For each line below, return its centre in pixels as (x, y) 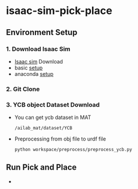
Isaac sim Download (38, 61)
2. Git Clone (23, 89)
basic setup (29, 68)
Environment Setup (42, 32)
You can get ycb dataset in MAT (53, 117)
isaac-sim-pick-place (59, 11)
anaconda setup (34, 73)
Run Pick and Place (41, 167)
